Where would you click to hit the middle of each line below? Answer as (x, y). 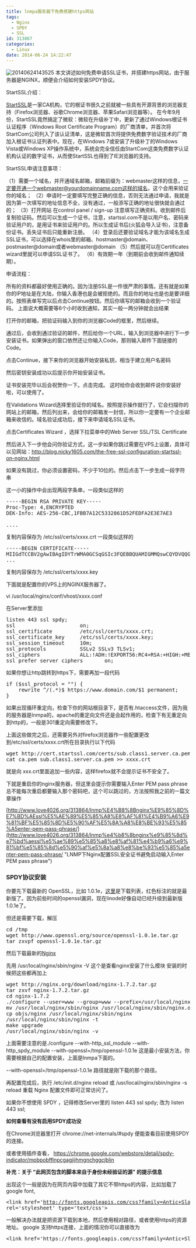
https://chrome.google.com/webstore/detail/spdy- (114, 1153)
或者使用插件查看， (29, 1153)
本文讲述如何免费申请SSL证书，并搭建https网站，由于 (120, 72)
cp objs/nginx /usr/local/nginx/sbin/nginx (69, 1014)
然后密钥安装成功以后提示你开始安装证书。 (57, 372)
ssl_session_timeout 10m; (49, 643)
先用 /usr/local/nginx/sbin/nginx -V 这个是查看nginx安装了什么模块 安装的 (94, 965)
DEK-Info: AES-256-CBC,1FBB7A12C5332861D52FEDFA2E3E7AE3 (89, 513)
